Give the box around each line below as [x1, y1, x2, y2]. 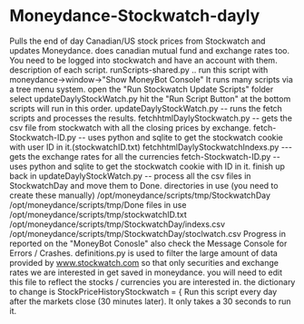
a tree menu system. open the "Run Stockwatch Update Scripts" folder [9, 83, 274, 94]
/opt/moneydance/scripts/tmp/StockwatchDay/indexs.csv [9, 219, 225, 230]
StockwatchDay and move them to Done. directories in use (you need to [9, 180, 279, 191]
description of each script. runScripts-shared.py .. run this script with [9, 64, 269, 75]
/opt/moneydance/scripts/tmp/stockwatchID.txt [9, 209, 188, 220]
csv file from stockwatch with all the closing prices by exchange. [9, 122, 251, 133]
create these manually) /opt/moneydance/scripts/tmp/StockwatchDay [9, 190, 270, 201]
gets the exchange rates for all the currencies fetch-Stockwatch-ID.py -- [9, 151, 281, 162]
